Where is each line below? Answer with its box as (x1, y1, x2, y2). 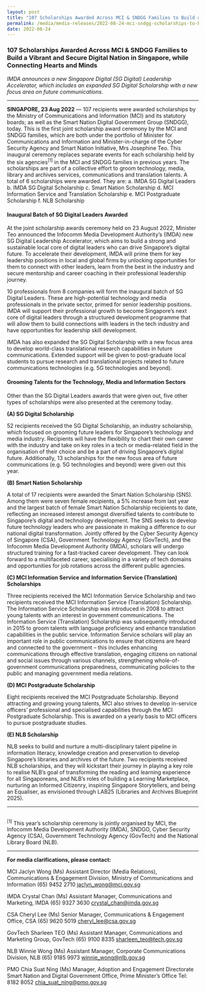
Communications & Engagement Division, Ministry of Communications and (7, 875, 193, 882)
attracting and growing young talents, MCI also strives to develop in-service (7, 699, 197, 707)
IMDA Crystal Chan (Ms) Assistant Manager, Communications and (7, 893, 172, 900)
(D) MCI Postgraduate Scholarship (7, 681, 96, 688)
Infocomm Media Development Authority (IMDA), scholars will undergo (7, 542, 184, 550)
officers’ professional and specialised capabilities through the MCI (7, 706, 173, 713)
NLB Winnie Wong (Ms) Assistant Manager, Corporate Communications (7, 948, 186, 955)
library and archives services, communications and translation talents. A (7, 171, 188, 178)
